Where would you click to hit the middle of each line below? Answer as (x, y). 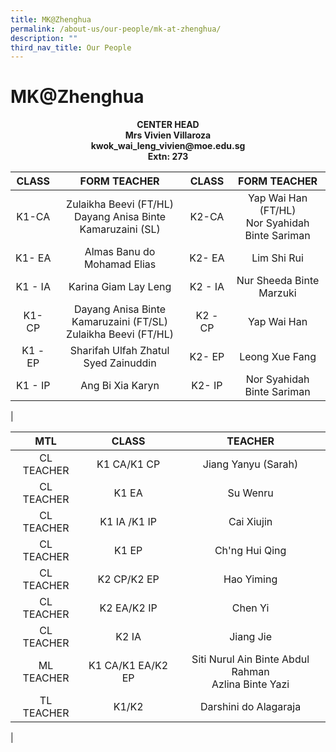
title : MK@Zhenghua (51, 19)
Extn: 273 (168, 157)
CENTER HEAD (168, 125)
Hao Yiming (250, 579)
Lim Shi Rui (277, 258)
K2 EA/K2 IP (128, 608)
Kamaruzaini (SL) (120, 229)
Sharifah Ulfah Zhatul (119, 351)
